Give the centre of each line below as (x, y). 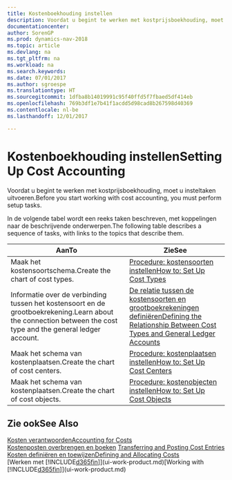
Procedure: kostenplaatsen (172, 353)
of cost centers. (36, 370)
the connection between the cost (64, 320)
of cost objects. (36, 399)
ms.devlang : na (29, 52)
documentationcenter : (38, 26)
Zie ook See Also (43, 423)
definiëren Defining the (165, 316)
